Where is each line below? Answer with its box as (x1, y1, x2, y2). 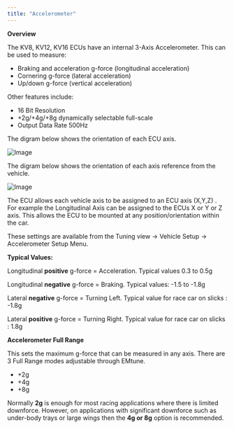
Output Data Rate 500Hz (17, 120, 89, 129)
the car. (7, 218, 29, 227)
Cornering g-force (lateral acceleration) (17, 71, 131, 80)
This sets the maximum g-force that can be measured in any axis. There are (7, 349, 226, 358)
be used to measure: (7, 50, 67, 59)
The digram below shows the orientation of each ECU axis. (7, 134, 177, 143)
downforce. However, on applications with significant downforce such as (7, 406, 217, 414)
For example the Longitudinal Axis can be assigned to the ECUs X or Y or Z (7, 204, 223, 212)
